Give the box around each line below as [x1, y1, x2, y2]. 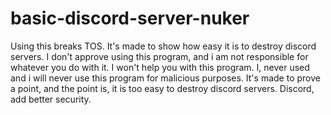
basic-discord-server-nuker [10, 7, 250, 30]
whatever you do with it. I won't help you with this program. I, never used [10, 61, 310, 73]
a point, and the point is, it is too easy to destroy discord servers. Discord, [10, 82, 315, 94]
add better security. [10, 93, 92, 105]
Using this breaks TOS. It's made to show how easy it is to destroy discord [10, 40, 317, 52]
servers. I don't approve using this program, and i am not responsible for [10, 50, 309, 62]
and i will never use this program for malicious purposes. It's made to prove [10, 72, 321, 84]
